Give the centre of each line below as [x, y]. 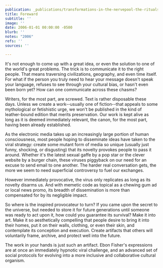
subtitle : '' [18, 18]
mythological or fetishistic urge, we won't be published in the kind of [73, 109]
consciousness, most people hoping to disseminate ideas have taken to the [80, 139]
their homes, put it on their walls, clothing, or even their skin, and [70, 225]
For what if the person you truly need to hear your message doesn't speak [79, 79]
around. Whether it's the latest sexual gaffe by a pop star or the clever [75, 155]
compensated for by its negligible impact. [47, 195]
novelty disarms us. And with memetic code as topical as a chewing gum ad [81, 184]
